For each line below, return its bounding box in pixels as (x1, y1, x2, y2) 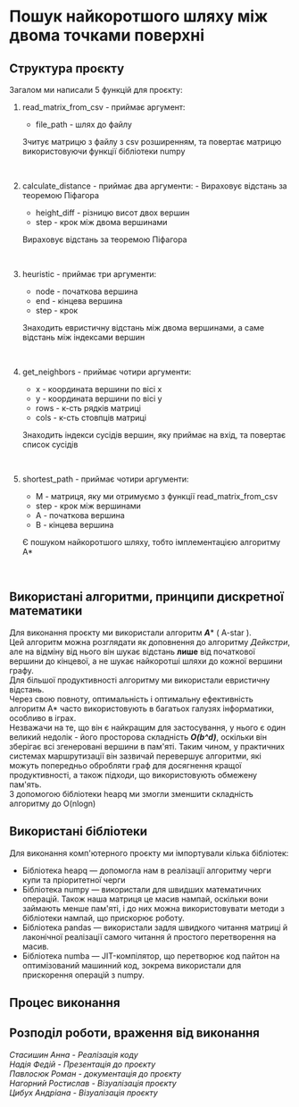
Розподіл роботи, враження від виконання (9, 1026, 261, 1041)
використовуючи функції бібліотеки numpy (21, 146, 186, 156)
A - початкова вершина (35, 510, 125, 520)
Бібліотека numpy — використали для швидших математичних (21, 884, 262, 894)
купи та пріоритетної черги (21, 874, 127, 885)
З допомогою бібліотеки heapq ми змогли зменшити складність (9, 788, 254, 799)
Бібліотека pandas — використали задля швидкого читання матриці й (21, 922, 288, 933)
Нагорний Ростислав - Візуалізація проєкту (9, 1078, 177, 1088)
